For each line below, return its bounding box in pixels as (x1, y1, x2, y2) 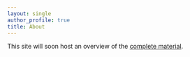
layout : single (7, 10, 52, 17)
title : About (7, 23, 45, 30)
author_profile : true (7, 17, 71, 24)
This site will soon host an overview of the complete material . (7, 42, 184, 51)
